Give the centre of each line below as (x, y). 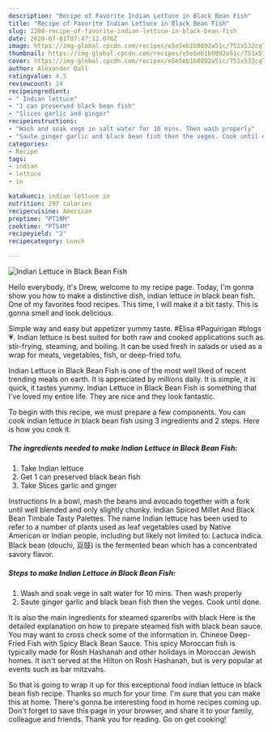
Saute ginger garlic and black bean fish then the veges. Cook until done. (140, 602)
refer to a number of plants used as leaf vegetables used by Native (120, 526)
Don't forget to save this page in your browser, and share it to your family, (131, 710)
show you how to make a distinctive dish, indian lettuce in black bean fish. (132, 296)
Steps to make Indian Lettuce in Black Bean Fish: (92, 572)
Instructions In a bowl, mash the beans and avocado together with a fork (129, 501)
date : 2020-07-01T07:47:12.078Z (63, 38)
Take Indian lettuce (52, 468)
